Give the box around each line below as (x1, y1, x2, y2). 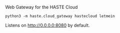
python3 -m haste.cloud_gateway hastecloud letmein (5, 14, 115, 19)
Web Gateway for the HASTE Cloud (5, 4, 78, 10)
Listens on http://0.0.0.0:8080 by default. (5, 22, 90, 28)
